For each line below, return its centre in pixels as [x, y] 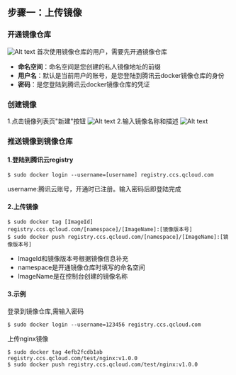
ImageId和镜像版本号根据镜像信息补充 [73, 259]
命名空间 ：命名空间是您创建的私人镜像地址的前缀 [89, 67]
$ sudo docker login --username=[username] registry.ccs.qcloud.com [111, 175]
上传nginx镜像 [28, 338]
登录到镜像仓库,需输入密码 [46, 311]
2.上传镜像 [23, 206]
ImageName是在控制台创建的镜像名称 [73, 276]
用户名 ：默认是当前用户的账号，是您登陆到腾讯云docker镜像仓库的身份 [121, 75]
